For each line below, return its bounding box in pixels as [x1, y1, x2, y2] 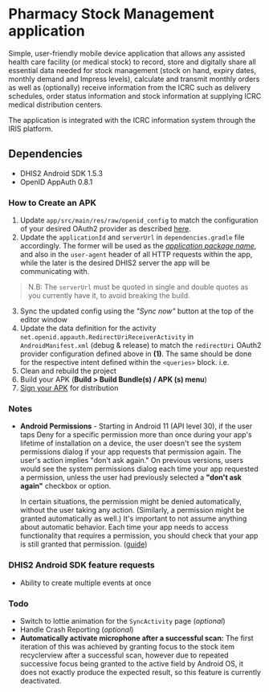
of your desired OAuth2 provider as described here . [19, 224, 191, 234]
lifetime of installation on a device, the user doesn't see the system [19, 439, 243, 448]
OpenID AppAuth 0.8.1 [19, 177, 93, 186]
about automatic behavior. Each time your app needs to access [19, 522, 229, 532]
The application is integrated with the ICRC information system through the [8, 115, 256, 125]
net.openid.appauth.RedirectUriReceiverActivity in [19, 332, 194, 342]
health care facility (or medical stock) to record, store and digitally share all [8, 57, 257, 67]
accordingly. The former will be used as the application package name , [19, 241, 257, 251]
